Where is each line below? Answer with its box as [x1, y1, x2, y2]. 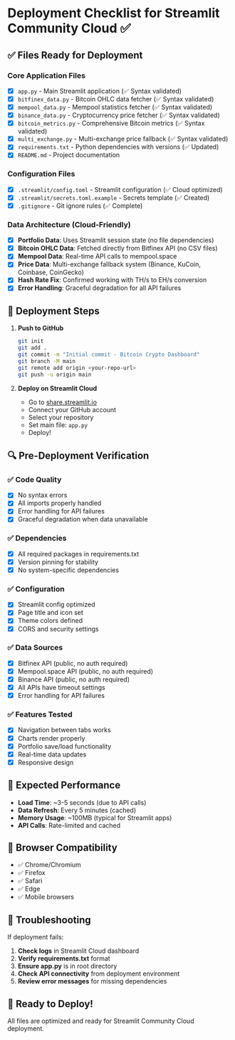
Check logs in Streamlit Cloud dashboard [17, 946, 140, 955]
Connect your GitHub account [28, 405, 116, 414]
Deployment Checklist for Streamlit [7, 5, 220, 21]
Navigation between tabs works [17, 726, 112, 734]
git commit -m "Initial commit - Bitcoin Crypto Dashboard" [17, 351, 200, 359]
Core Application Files [7, 70, 85, 80]
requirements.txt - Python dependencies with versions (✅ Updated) [17, 143, 219, 151]
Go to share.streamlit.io [28, 398, 98, 406]
